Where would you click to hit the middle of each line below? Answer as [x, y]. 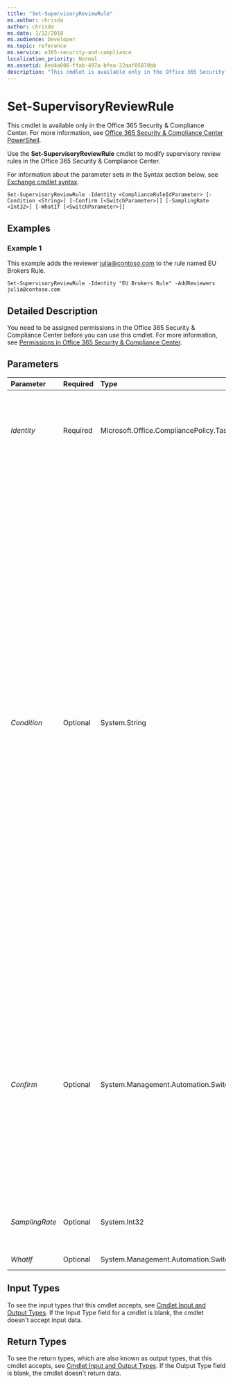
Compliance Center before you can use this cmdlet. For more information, [112, 335]
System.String [123, 722]
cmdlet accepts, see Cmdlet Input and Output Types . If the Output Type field [116, 1366]
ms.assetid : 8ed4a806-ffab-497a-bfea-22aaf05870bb [82, 65]
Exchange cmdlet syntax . [43, 182]
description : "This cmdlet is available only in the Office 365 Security [116, 72]
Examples [29, 228]
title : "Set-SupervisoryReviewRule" [60, 14]
